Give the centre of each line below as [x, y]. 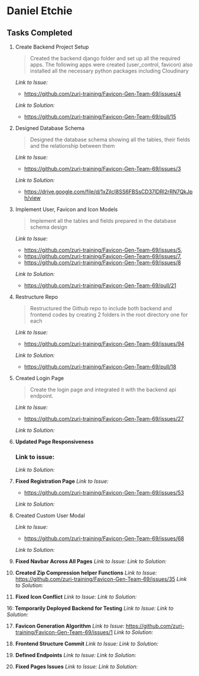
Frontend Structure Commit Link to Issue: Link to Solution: [87, 644]
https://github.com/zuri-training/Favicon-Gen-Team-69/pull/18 [100, 367]
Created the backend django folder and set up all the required [105, 58]
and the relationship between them [72, 146]
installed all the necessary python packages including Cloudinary [109, 71]
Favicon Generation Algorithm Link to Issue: [70, 626]
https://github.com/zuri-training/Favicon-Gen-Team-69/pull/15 [100, 117]
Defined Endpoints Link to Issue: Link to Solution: [76, 655]
